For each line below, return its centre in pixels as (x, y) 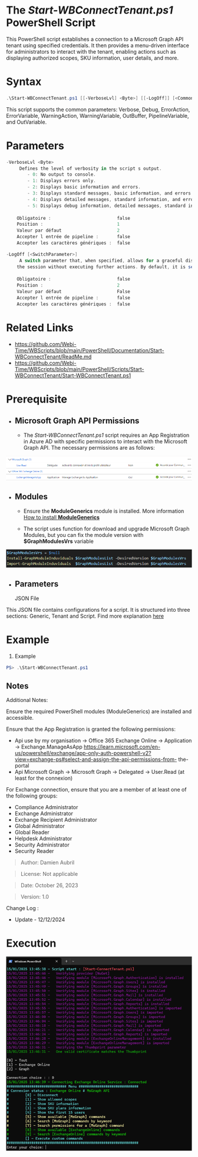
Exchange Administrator (44, 813)
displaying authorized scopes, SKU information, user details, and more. (93, 58)
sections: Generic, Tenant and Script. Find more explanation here (85, 616)
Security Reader (34, 851)
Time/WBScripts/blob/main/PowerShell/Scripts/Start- (79, 369)
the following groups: (32, 796)
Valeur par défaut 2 (68, 230)
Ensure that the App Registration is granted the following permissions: (91, 729)
